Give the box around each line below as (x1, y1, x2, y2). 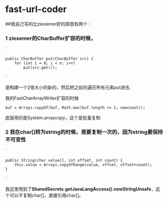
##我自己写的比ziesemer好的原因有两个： (5, 21, 92, 27)
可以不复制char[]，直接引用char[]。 (9, 192, 84, 198)
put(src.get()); (23, 65, 58, 70)
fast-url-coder (5, 4, 67, 15)
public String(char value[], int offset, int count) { (5, 158, 123, 163)
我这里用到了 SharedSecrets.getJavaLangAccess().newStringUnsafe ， (5, 186, 156, 192)
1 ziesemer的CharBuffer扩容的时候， (5, 34, 96, 41)
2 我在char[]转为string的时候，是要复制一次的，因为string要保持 (5, 129, 163, 136)
